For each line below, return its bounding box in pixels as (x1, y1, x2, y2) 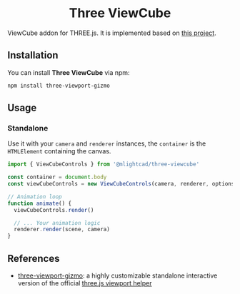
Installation (7, 49, 59, 61)
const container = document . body (7, 173, 107, 181)
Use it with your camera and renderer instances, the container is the (7, 139, 206, 148)
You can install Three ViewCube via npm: (7, 68, 130, 76)
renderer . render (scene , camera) (14, 226, 111, 233)
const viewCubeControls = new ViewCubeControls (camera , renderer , (7, 181, 209, 188)
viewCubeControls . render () (14, 206, 94, 213)
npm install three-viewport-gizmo (7, 82, 111, 89)
